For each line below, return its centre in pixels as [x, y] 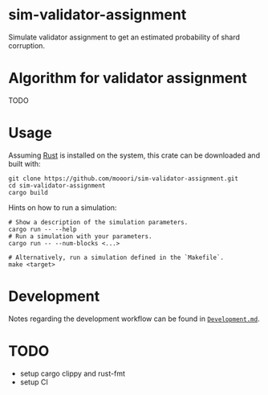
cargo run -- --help [43, 229]
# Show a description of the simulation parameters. [98, 222]
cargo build [28, 192]
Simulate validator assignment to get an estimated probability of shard [124, 37]
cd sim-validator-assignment [57, 185]
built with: [25, 163]
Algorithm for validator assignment [128, 78]
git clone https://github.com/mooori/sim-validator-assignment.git [124, 179]
